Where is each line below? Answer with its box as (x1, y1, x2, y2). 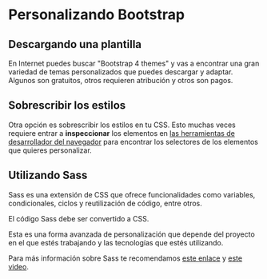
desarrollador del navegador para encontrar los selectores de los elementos (8, 137, 258, 146)
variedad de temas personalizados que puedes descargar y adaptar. (8, 67, 233, 77)
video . (8, 261, 30, 271)
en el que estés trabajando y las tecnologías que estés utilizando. (8, 237, 224, 247)
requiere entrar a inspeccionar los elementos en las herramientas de (8, 128, 236, 138)
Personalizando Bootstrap (8, 6, 185, 24)
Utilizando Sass (8, 169, 88, 182)
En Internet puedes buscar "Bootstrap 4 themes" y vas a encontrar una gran (8, 58, 260, 68)
